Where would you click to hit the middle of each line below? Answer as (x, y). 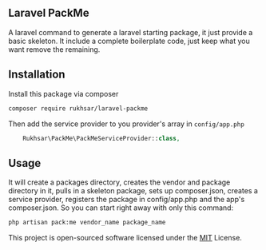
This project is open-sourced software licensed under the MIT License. (125, 238)
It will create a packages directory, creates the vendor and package (119, 182)
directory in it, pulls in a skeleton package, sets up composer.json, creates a (133, 191)
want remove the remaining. (54, 49)
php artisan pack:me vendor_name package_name (87, 223)
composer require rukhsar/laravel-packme (78, 108)
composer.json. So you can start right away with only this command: (121, 208)
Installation (37, 75)
